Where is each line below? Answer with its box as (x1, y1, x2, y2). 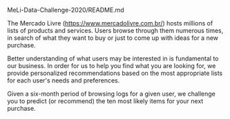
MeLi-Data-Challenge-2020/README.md (7, 6, 124, 14)
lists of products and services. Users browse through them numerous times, (7, 27, 224, 34)
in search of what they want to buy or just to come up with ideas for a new (7, 34, 219, 42)
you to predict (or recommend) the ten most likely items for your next (7, 97, 204, 105)
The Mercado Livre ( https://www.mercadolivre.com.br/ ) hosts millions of (7, 19, 213, 27)
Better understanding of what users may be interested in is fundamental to (7, 54, 219, 63)
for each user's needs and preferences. (7, 76, 120, 85)
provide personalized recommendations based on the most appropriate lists (7, 69, 223, 77)
